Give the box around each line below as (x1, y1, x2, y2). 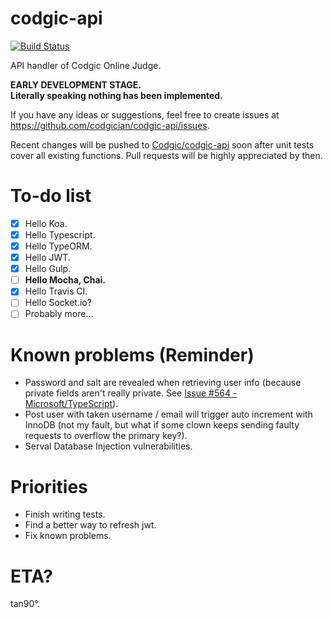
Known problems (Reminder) (10, 343, 255, 366)
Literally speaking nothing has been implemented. (10, 89, 223, 101)
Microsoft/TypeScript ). (24, 398, 119, 410)
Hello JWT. (24, 252, 71, 264)
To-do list (10, 185, 92, 207)
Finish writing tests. (24, 508, 106, 521)
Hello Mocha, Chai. (24, 274, 107, 286)
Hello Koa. (24, 217, 68, 229)
